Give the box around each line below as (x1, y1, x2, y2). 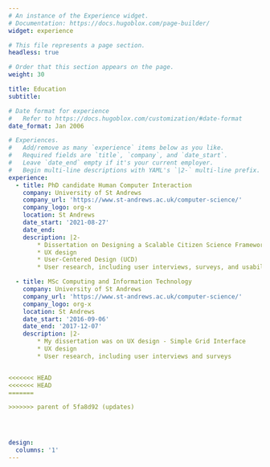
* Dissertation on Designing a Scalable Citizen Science (37, 241, 231, 249)
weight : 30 (8, 71, 45, 79)
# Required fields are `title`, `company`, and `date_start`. (8, 152, 228, 160)
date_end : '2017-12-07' (22, 323, 103, 331)
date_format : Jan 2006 (8, 122, 84, 130)
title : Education (8, 85, 67, 93)
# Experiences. (8, 136, 59, 144)
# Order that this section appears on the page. (8, 63, 174, 71)
